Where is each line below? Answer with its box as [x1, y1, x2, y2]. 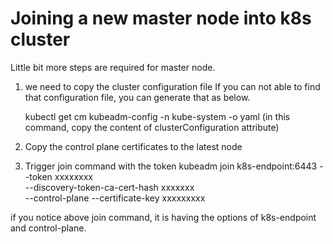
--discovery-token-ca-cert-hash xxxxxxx [24, 181, 195, 193]
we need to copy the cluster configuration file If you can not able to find [24, 80, 321, 92]
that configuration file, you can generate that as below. [24, 91, 251, 103]
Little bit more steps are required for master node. [10, 61, 216, 73]
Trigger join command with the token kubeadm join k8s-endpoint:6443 [24, 160, 318, 172]
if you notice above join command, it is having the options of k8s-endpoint [10, 211, 317, 223]
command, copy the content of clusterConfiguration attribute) [24, 121, 280, 133]
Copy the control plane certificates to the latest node [24, 140, 243, 152]
